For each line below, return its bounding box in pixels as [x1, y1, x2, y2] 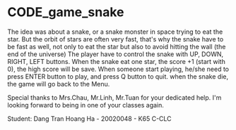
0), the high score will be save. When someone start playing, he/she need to [7, 65, 230, 73]
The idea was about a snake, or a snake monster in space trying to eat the [7, 27, 223, 36]
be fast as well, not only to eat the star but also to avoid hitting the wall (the [7, 42, 226, 51]
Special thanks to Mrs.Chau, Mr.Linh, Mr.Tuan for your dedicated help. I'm [7, 93, 222, 102]
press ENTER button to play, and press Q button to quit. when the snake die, [7, 72, 228, 81]
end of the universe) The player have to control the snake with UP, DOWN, [7, 50, 224, 58]
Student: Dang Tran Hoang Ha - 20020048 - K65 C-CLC [7, 114, 172, 123]
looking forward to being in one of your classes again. [7, 100, 165, 109]
